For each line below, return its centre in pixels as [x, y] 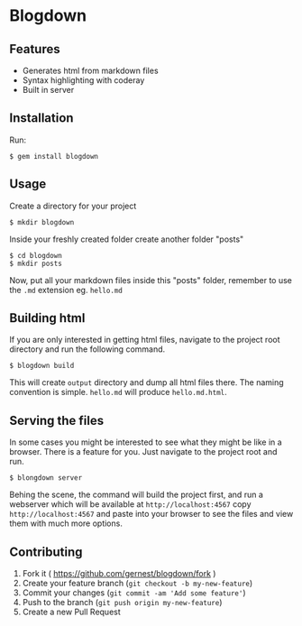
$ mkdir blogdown [42, 222]
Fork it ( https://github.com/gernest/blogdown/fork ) [119, 574]
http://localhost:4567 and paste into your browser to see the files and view [151, 514]
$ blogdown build [42, 366]
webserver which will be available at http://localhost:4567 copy [130, 504]
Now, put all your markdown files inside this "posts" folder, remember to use [151, 280]
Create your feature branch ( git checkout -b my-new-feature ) [137, 584]
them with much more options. [66, 523]
